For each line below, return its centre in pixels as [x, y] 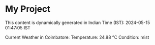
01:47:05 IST [18, 27]
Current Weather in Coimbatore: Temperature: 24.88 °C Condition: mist [77, 37]
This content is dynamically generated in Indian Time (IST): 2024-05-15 [77, 22]
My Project [28, 9]
